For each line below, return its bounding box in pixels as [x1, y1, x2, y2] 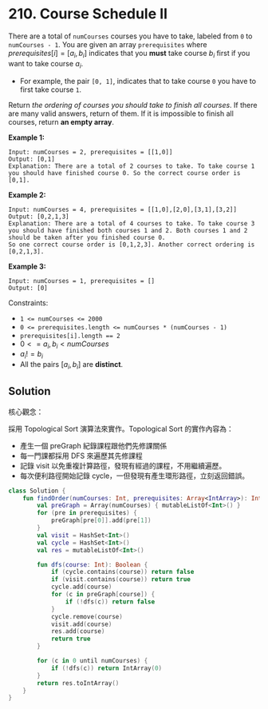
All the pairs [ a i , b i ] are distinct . [19, 360, 124, 371]
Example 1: [8, 133, 45, 142]
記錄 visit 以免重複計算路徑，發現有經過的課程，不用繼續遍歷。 [19, 460, 227, 470]
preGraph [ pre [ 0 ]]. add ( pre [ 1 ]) [50, 516, 152, 524]
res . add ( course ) [50, 627, 105, 635]
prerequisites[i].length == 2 [19, 332, 121, 340]
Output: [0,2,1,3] [8, 213, 69, 221]
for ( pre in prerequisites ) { [37, 509, 137, 517]
